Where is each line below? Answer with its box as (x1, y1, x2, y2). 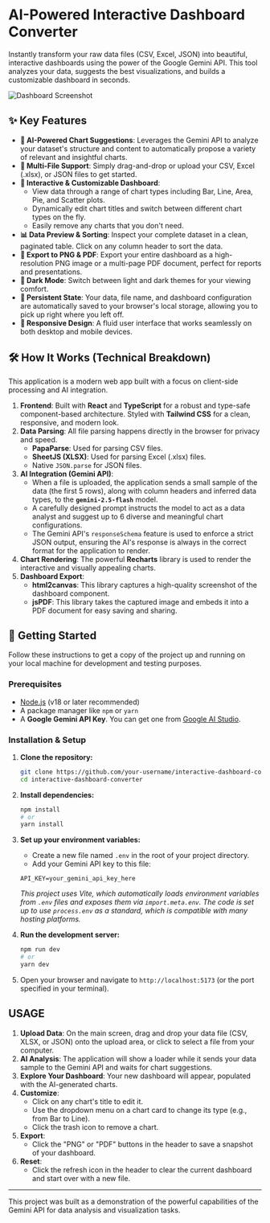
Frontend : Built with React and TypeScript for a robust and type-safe (19, 400, 251, 410)
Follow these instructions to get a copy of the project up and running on (8, 650, 246, 660)
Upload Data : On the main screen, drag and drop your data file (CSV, (19, 1028, 248, 1038)
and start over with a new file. (31, 1173, 131, 1183)
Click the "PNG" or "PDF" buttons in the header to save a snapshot (31, 1139, 253, 1149)
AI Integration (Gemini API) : (19, 469, 114, 478)
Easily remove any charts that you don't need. (31, 220, 184, 230)
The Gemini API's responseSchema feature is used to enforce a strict (31, 528, 254, 538)
